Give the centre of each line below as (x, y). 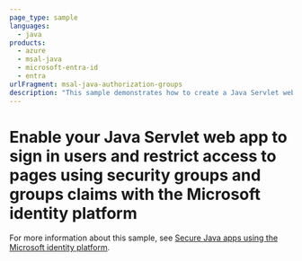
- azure (32, 51)
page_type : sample (44, 17)
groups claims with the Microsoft (135, 194)
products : (28, 43)
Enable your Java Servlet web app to (148, 137)
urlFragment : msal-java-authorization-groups (96, 84)
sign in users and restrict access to (143, 156)
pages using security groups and (135, 175)
